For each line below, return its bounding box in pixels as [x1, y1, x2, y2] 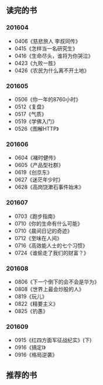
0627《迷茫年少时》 [14, 176, 63, 183]
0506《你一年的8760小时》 [14, 96, 81, 103]
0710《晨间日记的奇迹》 [14, 227, 73, 234]
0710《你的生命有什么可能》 [14, 220, 83, 227]
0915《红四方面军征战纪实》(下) [14, 336, 92, 344]
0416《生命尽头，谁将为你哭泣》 [14, 52, 94, 59]
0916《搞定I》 [14, 344, 46, 351]
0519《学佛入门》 [14, 118, 57, 125]
